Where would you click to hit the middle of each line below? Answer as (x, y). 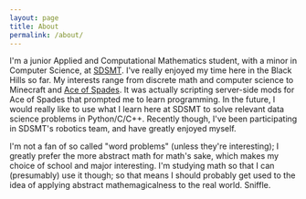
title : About (34, 26)
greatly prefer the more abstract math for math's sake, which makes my (144, 156)
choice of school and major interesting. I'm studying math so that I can (142, 166)
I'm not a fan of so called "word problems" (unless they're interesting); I (144, 146)
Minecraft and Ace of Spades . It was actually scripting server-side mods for (152, 90)
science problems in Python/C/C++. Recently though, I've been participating (153, 119)
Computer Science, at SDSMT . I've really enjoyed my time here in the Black (151, 70)
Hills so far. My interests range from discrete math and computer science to (152, 80)
